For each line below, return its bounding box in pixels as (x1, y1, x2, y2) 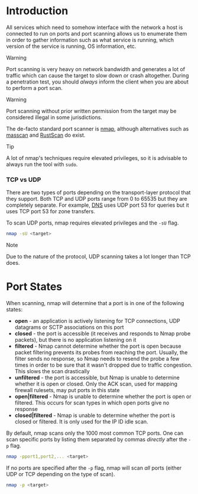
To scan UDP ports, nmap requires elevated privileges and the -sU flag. (6, 219, 179, 226)
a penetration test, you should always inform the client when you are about (6, 78, 189, 85)
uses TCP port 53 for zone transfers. (6, 208, 96, 215)
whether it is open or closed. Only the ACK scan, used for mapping (14, 380, 178, 387)
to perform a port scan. (6, 84, 63, 91)
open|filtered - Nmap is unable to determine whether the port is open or (14, 393, 191, 400)
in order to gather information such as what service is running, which (6, 36, 174, 43)
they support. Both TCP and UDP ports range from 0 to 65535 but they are (6, 195, 187, 203)
